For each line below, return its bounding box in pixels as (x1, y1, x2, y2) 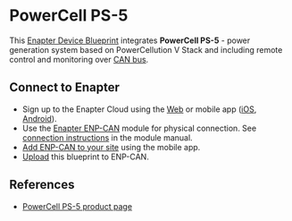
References (9, 177, 75, 192)
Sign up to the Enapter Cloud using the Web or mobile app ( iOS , (21, 104, 257, 115)
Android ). (21, 113, 57, 123)
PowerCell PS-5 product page (21, 200, 132, 211)
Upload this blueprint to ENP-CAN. (21, 151, 149, 162)
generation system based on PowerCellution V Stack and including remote (9, 44, 283, 55)
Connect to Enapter (9, 80, 121, 95)
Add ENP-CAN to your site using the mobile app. (21, 141, 201, 152)
